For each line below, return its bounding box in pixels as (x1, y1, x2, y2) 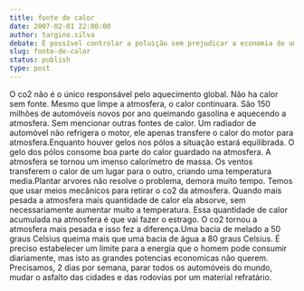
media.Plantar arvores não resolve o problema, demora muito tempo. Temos (9, 175, 293, 186)
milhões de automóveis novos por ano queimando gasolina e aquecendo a (9, 108, 287, 119)
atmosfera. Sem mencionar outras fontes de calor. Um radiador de (9, 117, 257, 128)
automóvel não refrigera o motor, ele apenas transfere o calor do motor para (9, 127, 294, 138)
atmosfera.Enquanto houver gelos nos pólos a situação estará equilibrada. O (9, 137, 295, 148)
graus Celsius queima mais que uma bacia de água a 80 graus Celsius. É (9, 233, 280, 244)
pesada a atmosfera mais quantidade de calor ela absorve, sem (9, 194, 246, 205)
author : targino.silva (9, 30, 95, 39)
